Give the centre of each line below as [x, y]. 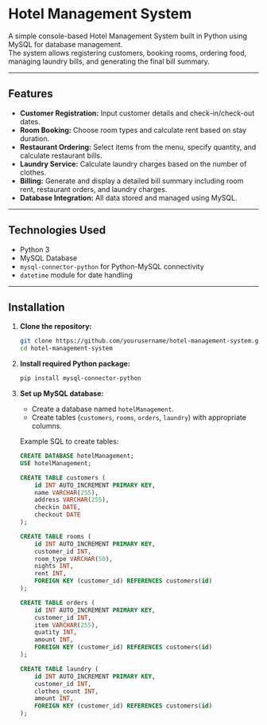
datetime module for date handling [76, 275]
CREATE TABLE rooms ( [55, 536]
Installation [37, 307]
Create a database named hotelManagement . [103, 409]
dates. [30, 121]
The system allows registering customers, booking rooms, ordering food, [128, 53]
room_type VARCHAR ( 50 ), [74, 558]
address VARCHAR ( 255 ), [72, 500]
